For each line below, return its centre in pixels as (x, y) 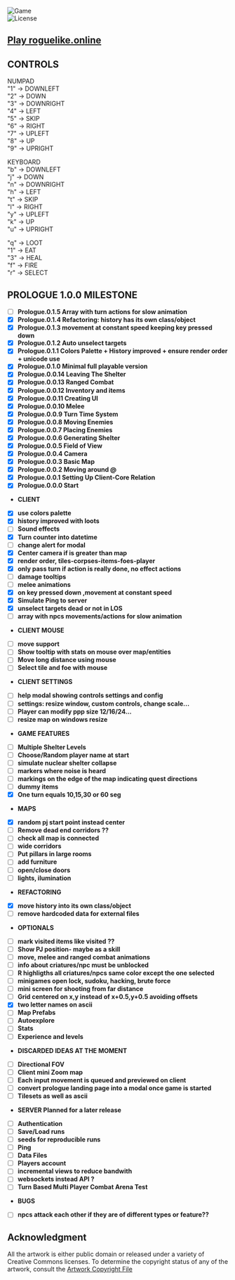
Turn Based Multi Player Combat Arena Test (82, 1187)
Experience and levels (51, 1036)
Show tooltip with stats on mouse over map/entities (94, 652)
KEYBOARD (24, 162)
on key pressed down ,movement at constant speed (95, 592)
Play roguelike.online (54, 40)
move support (38, 644)
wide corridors (39, 846)
